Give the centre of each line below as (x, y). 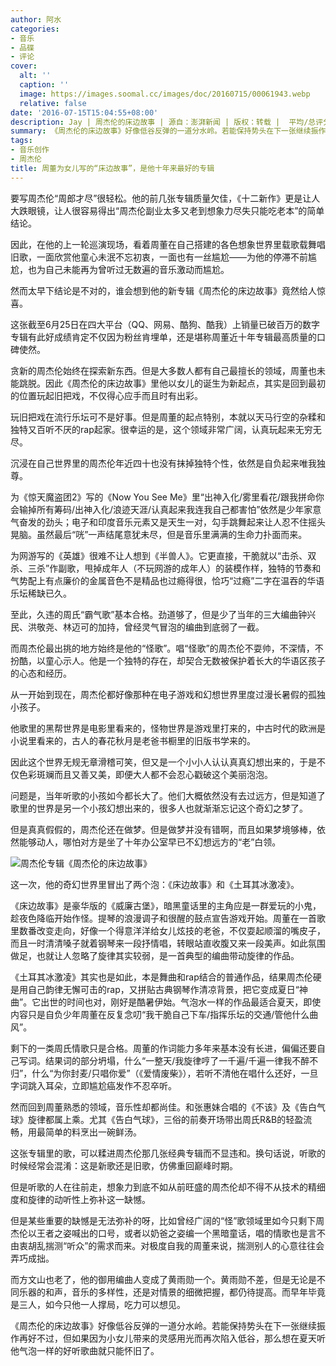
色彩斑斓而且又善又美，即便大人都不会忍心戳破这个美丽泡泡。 (145, 774)
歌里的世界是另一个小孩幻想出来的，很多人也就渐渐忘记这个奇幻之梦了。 (159, 808)
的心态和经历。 (41, 673)
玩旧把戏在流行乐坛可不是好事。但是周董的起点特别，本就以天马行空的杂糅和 (168, 417)
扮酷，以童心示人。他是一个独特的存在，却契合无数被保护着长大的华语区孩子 (168, 660)
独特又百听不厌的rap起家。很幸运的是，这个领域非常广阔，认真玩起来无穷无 (166, 429)
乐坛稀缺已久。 (41, 593)
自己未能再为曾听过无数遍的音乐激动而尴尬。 (137, 269)
